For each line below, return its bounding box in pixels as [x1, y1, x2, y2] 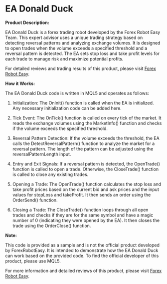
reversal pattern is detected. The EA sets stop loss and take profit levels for [5, 50, 160, 56]
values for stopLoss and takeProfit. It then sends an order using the [12, 191, 151, 197]
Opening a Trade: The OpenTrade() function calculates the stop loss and [12, 181, 162, 187]
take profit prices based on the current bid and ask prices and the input [12, 186, 160, 192]
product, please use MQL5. [5, 258, 61, 264]
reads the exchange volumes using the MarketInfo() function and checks [12, 120, 162, 126]
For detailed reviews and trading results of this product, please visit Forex [5, 65, 156, 71]
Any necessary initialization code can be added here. [12, 105, 122, 111]
